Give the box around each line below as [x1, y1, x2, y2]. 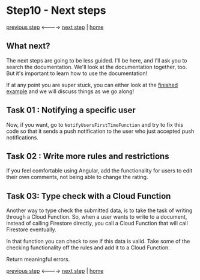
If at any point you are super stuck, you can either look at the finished [6, 81, 178, 88]
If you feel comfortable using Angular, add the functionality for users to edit [6, 167, 193, 174]
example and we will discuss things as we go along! [6, 88, 134, 95]
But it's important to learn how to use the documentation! [6, 70, 148, 77]
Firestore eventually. [6, 226, 56, 233]
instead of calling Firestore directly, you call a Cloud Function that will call [6, 220, 188, 227]
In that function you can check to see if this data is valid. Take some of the [6, 238, 190, 245]
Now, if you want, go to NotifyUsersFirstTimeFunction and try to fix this [6, 121, 184, 128]
